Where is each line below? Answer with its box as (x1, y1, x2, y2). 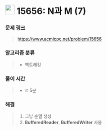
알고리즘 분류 (5, 49, 35, 56)
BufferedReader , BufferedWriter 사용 (24, 120, 102, 126)
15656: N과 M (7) (16, 5, 86, 17)
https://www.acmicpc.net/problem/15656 (17, 36, 102, 42)
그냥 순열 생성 (24, 113, 52, 119)
